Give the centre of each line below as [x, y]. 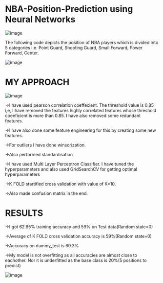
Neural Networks [40, 19]
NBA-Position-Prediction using [69, 9]
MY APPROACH [37, 82]
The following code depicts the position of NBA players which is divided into [82, 42]
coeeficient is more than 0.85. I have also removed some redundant [73, 116]
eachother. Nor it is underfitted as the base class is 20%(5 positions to [76, 260]
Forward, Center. [22, 53]
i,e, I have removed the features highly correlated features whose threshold [81, 110]
